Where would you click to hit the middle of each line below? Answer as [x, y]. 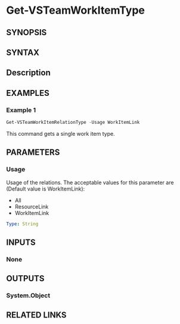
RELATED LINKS [36, 315]
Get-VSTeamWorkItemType [75, 10]
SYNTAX [23, 52]
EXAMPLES [28, 93]
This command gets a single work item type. [60, 133]
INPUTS [21, 242]
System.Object [28, 295]
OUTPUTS [25, 278]
